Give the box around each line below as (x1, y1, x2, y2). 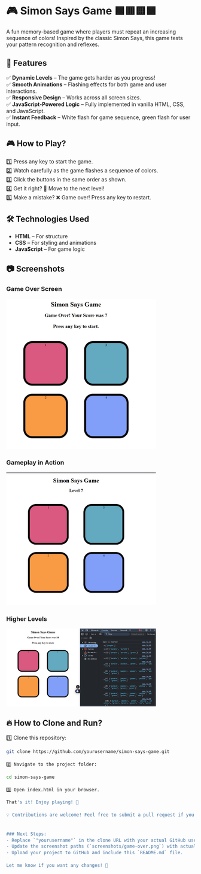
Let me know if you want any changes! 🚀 (6, 863, 109, 869)
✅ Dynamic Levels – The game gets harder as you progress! (6, 74, 156, 81)
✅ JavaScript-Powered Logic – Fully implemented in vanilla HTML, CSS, (6, 101, 185, 108)
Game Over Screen (6, 284, 62, 293)
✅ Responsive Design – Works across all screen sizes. (6, 93, 142, 101)
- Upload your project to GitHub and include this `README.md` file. (6, 850, 184, 856)
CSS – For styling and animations (14, 239, 97, 247)
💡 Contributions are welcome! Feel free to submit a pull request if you (6, 812, 194, 818)
